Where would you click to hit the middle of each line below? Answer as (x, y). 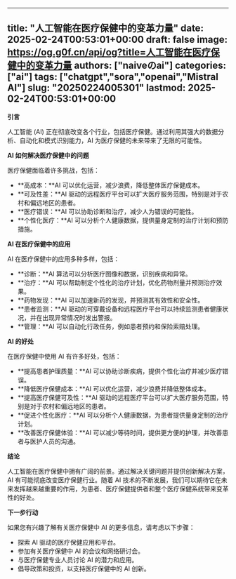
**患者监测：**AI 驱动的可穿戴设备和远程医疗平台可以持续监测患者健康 (120, 309)
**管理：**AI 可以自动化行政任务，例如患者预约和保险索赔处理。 (111, 326)
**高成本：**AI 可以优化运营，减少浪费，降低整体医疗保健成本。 (111, 185)
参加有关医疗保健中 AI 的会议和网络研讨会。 (81, 551)
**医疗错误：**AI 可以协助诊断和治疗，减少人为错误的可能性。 (107, 211)
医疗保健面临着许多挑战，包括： (53, 170)
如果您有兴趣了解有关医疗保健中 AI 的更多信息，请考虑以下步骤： (101, 527)
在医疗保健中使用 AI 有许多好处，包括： (64, 356)
